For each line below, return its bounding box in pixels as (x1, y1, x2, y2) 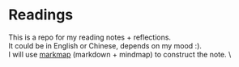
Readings (8, 6, 74, 24)
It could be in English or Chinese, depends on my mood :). (8, 40, 203, 50)
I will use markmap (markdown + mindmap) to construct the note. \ (8, 49, 232, 59)
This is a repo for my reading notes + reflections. (8, 32, 172, 42)
